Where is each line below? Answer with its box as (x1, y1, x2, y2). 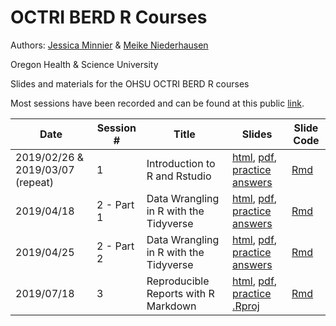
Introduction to (146, 156, 216, 170)
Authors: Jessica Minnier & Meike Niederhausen (10, 39, 209, 51)
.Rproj (232, 299, 260, 313)
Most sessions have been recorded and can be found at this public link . (10, 97, 305, 109)
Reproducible (146, 274, 210, 288)
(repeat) (15, 175, 55, 189)
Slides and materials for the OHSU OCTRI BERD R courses (10, 77, 250, 90)
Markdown (146, 299, 197, 313)
